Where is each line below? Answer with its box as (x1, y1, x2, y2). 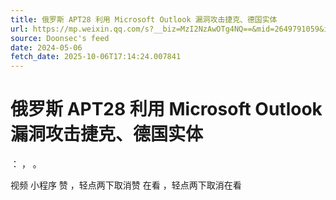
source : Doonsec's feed (10, 33, 110, 43)
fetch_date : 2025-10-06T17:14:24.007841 (10, 52, 182, 62)
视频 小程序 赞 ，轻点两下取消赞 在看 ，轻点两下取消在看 (10, 179, 242, 191)
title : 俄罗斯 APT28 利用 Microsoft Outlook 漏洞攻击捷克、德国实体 (10, 14, 278, 25)
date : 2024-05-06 (10, 42, 83, 53)
